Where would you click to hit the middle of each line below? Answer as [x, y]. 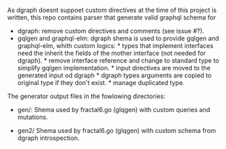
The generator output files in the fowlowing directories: [86, 96]
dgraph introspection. [48, 138]
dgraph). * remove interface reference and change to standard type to [118, 61]
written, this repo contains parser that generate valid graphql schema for [112, 17]
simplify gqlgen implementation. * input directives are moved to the [114, 68]
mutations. [32, 117]
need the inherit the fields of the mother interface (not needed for [111, 53]
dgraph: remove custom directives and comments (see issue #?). [111, 31]
